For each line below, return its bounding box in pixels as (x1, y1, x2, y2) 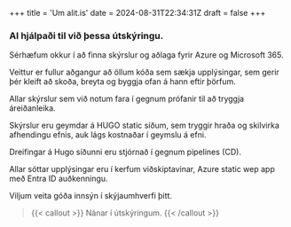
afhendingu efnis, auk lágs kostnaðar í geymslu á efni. (9, 129, 207, 140)
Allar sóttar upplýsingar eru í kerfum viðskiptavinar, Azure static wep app (9, 164, 275, 175)
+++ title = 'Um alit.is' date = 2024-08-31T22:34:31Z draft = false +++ (9, 8, 266, 18)
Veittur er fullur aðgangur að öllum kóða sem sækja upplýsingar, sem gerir (9, 67, 279, 78)
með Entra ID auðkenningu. (9, 173, 108, 184)
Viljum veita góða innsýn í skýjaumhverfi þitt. (9, 191, 173, 201)
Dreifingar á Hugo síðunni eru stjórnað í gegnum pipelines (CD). (9, 146, 242, 158)
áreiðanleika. (9, 103, 56, 113)
